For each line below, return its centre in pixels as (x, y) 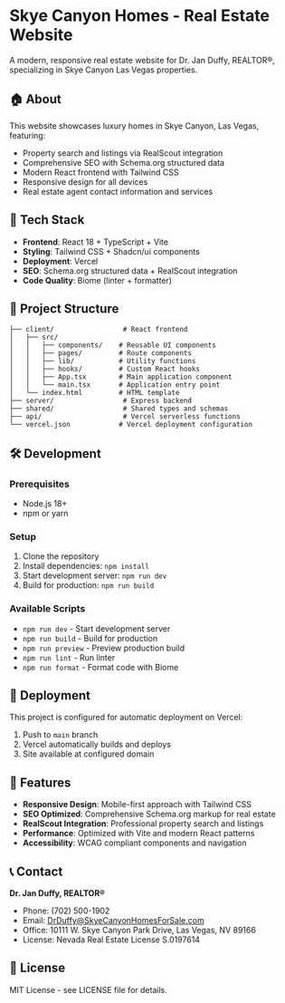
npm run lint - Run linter (69, 657)
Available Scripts (47, 609)
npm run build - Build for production (90, 638)
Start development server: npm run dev (95, 575)
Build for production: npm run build (88, 585)
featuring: (28, 135)
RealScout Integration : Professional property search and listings (143, 824)
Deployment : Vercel (60, 261)
